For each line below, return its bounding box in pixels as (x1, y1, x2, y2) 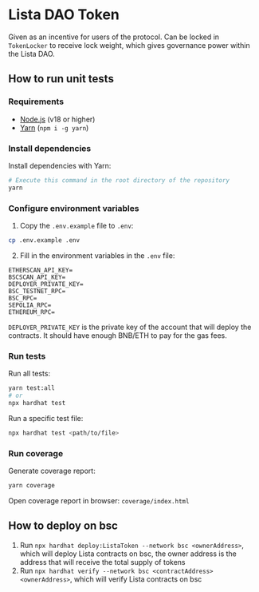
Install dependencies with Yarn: (8, 161, 112, 170)
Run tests (8, 350, 46, 361)
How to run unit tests (8, 72, 114, 85)
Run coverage (8, 447, 64, 459)
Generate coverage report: (8, 466, 96, 475)
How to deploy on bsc (8, 519, 118, 533)
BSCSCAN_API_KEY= (8, 273, 66, 281)
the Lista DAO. (8, 49, 56, 58)
